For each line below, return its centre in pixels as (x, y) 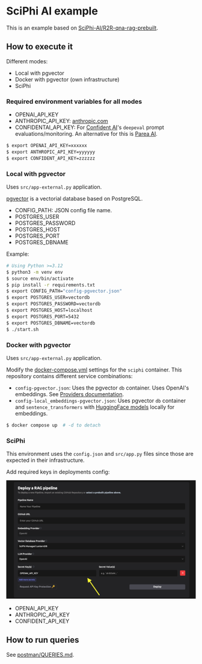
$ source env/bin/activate (40, 279)
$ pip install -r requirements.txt (51, 285)
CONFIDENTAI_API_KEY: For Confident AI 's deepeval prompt (89, 127)
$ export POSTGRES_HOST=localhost (50, 311)
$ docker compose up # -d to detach (54, 425)
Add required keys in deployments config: (58, 472)
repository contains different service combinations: (69, 376)
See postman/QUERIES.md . (40, 654)
